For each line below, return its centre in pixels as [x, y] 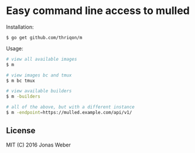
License [21, 131]
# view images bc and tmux [39, 75]
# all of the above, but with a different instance [70, 107]
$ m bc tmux [20, 81]
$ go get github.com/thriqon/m [44, 37]
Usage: [15, 48]
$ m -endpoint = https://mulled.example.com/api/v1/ [69, 113]
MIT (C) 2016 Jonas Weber [39, 145]
